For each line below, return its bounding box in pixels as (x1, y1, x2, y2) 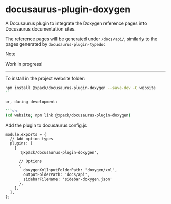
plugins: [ (10, 141, 33, 146)
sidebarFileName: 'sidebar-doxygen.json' (23, 177, 113, 182)
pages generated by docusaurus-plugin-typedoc (5, 41, 106, 47)
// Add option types (10, 136, 53, 142)
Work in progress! (5, 61, 43, 67)
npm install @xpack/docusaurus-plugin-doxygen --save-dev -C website (5, 85, 156, 90)
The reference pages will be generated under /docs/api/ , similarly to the (5, 36, 158, 42)
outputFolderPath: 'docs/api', (23, 172, 90, 178)
